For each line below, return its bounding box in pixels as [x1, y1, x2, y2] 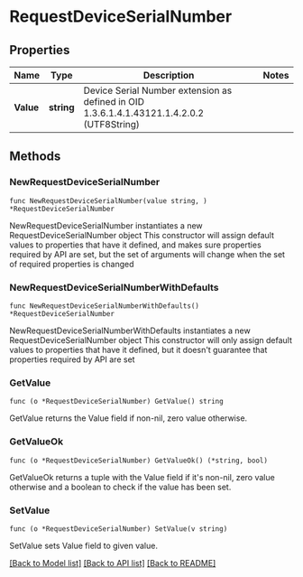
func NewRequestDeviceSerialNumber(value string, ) [9, 196, 207, 205]
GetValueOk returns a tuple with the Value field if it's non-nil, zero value [9, 471, 275, 482]
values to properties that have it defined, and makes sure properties [9, 239, 262, 250]
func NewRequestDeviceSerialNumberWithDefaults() [9, 301, 200, 311]
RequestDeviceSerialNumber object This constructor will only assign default [9, 334, 293, 345]
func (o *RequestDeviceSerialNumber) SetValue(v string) [9, 524, 228, 534]
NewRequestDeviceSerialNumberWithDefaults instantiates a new [9, 325, 251, 336]
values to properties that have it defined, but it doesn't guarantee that [9, 344, 268, 355]
